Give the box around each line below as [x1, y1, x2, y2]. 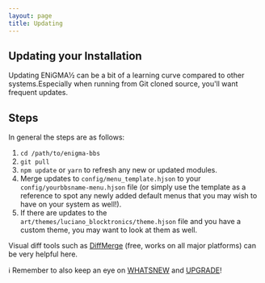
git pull [19, 158, 50, 166]
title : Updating [8, 19, 63, 27]
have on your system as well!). [19, 199, 122, 210]
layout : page [8, 11, 53, 20]
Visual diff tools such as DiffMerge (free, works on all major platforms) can [8, 241, 257, 251]
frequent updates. [8, 88, 69, 98]
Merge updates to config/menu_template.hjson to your [19, 174, 201, 184]
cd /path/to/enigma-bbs [19, 150, 101, 158]
